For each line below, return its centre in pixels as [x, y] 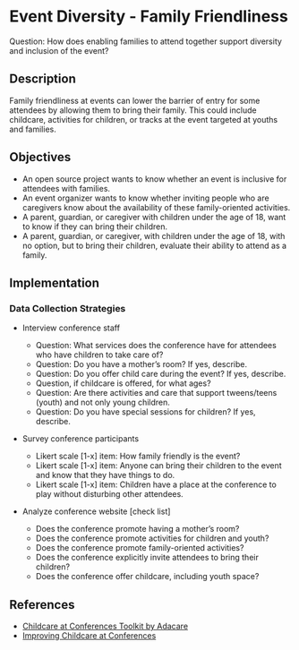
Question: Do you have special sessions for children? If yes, [146, 412]
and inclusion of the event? [59, 50]
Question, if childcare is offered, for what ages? [124, 383]
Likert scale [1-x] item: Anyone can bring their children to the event [158, 466]
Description [43, 79]
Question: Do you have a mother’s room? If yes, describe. [141, 364]
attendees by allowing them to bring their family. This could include [133, 110]
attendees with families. [66, 188]
